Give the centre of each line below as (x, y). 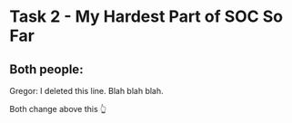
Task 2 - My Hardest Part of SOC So (146, 17)
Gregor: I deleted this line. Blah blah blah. (86, 91)
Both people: (46, 69)
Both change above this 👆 (58, 109)
